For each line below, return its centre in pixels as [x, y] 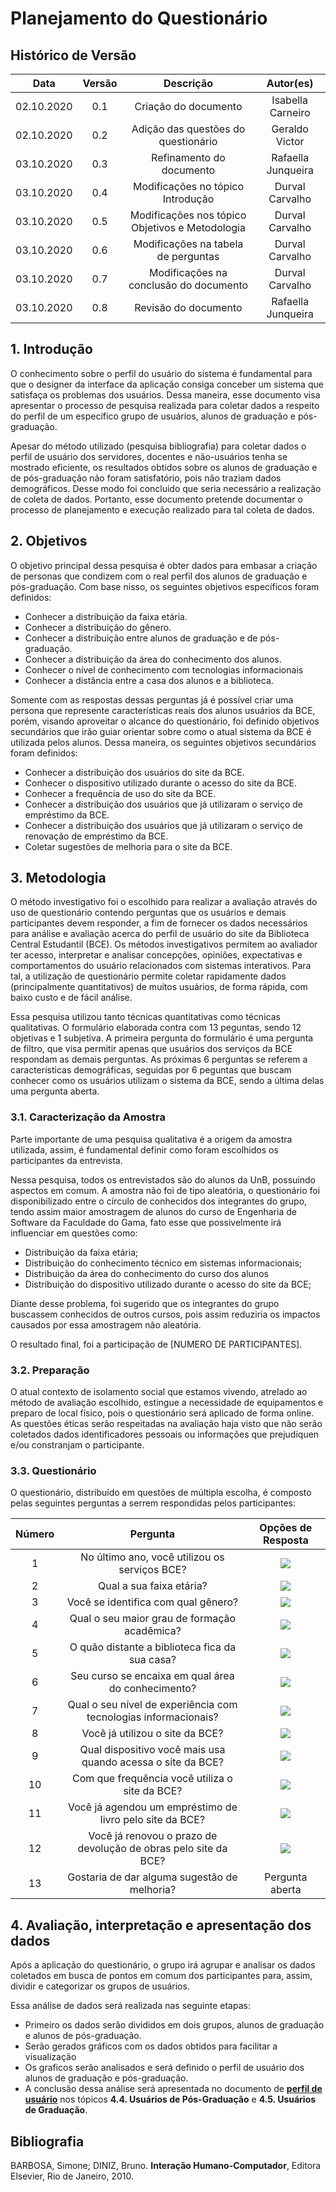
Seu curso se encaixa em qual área [152, 1676]
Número [35, 1534]
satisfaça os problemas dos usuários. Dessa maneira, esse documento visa [165, 394]
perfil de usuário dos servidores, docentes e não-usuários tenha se [149, 456]
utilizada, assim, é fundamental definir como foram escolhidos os [144, 1149]
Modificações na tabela [188, 244]
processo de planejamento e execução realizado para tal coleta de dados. [162, 509]
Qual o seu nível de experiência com [152, 1705]
